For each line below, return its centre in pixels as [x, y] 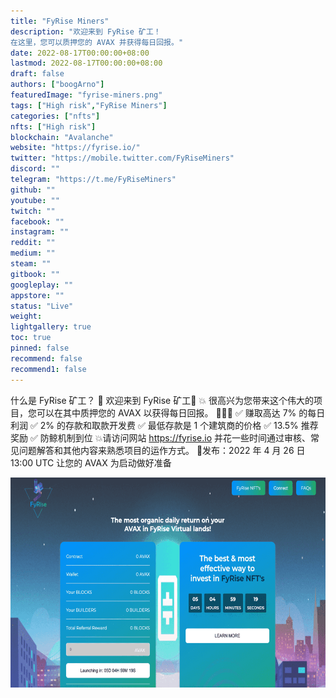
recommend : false [46, 358]
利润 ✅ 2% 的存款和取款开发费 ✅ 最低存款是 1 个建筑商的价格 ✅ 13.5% [154, 425]
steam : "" [31, 264]
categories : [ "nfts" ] [55, 116]
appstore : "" [37, 295]
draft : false [37, 74]
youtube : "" [35, 200]
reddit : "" [33, 243]
